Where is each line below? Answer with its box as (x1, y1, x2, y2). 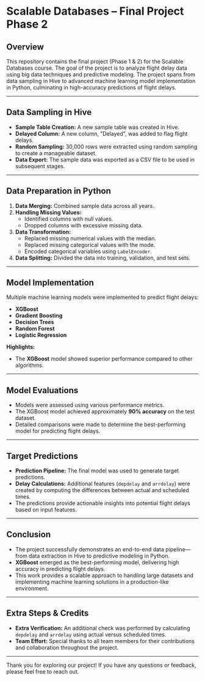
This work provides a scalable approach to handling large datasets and (15, 572, 194, 579)
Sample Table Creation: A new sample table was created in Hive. (15, 123, 180, 131)
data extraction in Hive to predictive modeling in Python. (28, 552, 170, 559)
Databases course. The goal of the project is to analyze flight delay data (6, 64, 187, 72)
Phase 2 (6, 17, 48, 31)
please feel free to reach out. (6, 668, 79, 675)
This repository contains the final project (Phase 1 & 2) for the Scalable (6, 58, 184, 65)
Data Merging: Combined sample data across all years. (15, 202, 154, 209)
